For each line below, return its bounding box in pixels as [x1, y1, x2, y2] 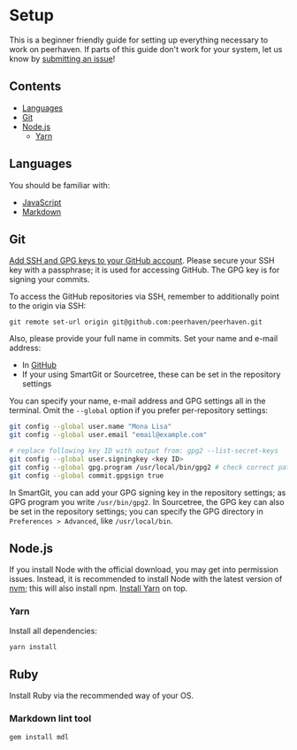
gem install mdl [9, 732, 69, 741]
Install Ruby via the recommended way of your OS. [9, 691, 194, 701]
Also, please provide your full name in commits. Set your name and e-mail [9, 333, 278, 344]
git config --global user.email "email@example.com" [9, 431, 208, 440]
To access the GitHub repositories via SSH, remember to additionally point [9, 291, 280, 302]
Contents [9, 79, 62, 94]
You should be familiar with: [9, 180, 110, 190]
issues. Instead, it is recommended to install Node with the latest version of [9, 574, 283, 585]
